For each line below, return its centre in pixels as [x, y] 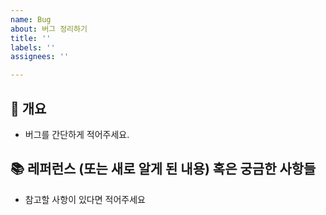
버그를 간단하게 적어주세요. [77, 134]
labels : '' [33, 47]
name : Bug [31, 19]
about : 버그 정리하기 [49, 29]
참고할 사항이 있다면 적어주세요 [85, 199]
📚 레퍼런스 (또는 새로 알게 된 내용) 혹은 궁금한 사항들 [163, 169]
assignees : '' [40, 57]
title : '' [31, 38]
